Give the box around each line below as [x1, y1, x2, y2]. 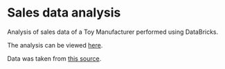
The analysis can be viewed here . [7, 41, 103, 49]
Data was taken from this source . [7, 54, 102, 63]
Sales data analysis [7, 5, 121, 21]
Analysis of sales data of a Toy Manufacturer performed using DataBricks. [7, 28, 219, 36]
